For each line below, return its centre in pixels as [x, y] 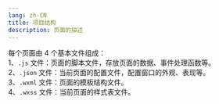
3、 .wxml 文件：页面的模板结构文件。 [68, 82]
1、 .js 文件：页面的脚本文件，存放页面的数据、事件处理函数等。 [112, 63]
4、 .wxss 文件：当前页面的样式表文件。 [72, 92]
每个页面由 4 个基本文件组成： [57, 53]
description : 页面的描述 [46, 30]
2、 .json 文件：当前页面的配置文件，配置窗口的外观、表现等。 [109, 73]
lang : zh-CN [27, 15]
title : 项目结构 [32, 23]
